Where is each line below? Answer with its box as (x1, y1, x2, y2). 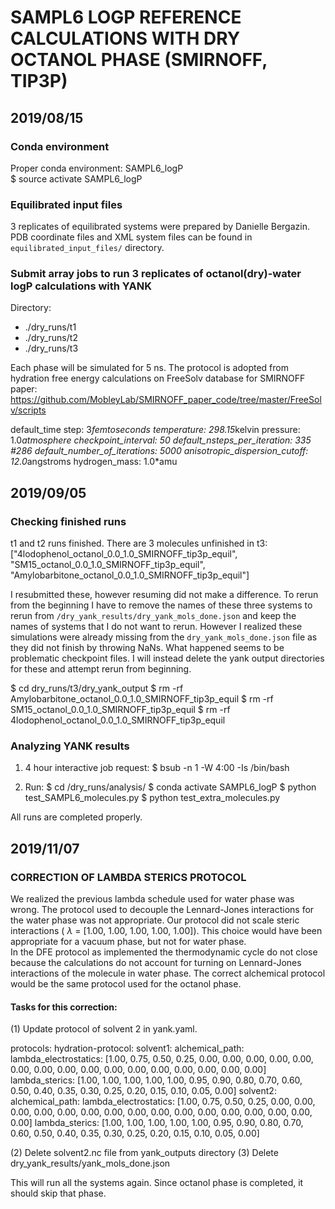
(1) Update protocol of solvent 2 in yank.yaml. (10, 1023, 198, 1035)
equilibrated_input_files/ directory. (10, 242, 165, 254)
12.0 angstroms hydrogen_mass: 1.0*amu (10, 456, 178, 468)
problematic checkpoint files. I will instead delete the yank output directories (10, 652, 325, 665)
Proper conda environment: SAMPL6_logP (10, 162, 184, 174)
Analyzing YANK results (10, 739, 130, 753)
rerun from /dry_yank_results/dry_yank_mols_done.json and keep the (10, 610, 297, 622)
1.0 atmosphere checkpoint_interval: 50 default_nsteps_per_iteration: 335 (10, 434, 312, 446)
